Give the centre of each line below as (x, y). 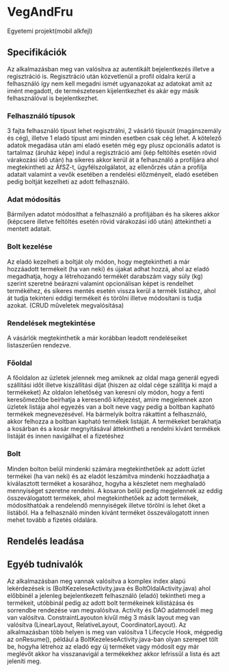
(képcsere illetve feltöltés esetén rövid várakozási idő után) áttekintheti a (109, 222)
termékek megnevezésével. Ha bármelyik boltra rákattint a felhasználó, (107, 414)
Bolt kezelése (30, 247)
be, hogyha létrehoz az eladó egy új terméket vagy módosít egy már (103, 646)
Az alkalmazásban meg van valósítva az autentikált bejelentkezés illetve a (111, 69)
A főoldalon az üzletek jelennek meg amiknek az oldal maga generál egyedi (113, 378)
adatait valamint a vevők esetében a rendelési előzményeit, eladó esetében (113, 175)
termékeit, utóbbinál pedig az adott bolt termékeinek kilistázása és (100, 603)
